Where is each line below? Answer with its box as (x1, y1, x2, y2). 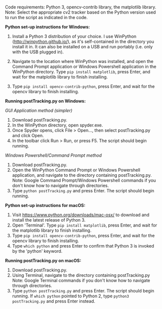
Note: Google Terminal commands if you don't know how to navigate (12, 278, 150, 283)
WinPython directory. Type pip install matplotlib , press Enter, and (12, 69, 150, 75)
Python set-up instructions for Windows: (5, 24, 90, 30)
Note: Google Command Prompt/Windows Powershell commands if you (12, 178, 156, 183)
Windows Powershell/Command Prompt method (5, 152, 102, 158)
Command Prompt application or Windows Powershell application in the (12, 63, 157, 69)
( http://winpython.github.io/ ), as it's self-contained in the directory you (12, 39, 155, 44)
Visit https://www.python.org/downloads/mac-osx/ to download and (12, 212, 150, 218)
